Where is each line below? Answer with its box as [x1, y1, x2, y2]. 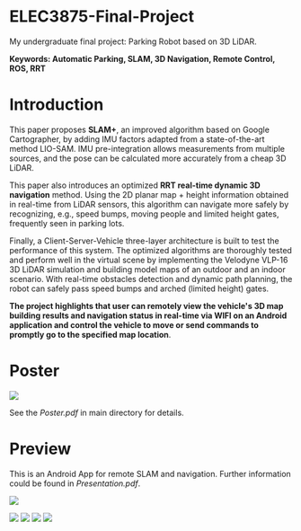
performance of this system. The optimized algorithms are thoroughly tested [9, 244, 292, 255]
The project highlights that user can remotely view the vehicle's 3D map [9, 300, 284, 311]
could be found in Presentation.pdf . [9, 478, 141, 489]
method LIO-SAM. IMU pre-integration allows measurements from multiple [9, 143, 286, 154]
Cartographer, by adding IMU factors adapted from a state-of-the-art [9, 133, 265, 145]
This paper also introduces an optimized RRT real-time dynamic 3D [9, 180, 261, 190]
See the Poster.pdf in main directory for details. [9, 407, 184, 418]
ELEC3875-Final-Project [9, 6, 195, 27]
